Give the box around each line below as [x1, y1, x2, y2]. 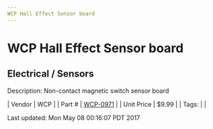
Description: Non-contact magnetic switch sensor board [7, 86, 170, 95]
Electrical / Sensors [7, 68, 94, 80]
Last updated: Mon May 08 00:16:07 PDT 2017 [7, 113, 141, 122]
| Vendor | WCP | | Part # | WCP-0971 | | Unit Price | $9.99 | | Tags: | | [7, 100, 207, 108]
